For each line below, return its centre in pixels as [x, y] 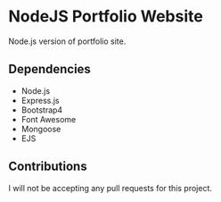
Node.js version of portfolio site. [67, 41]
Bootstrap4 [42, 110]
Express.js [40, 100]
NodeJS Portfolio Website [106, 17]
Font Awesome [49, 119]
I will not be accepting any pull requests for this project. [110, 188]
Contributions [48, 167]
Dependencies [49, 69]
